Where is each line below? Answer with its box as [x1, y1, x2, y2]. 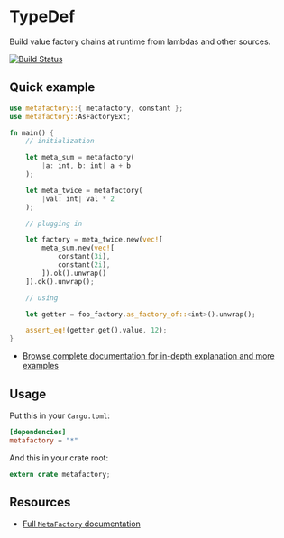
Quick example [9, 79, 96, 96]
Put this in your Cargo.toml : [9, 410, 111, 421]
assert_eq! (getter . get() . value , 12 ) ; [25, 326, 168, 335]
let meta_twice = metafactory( [25, 186, 143, 195]
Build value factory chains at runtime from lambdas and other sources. [9, 36, 271, 47]
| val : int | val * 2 [41, 194, 115, 204]
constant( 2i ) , [57, 260, 111, 269]
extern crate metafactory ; [9, 470, 111, 479]
